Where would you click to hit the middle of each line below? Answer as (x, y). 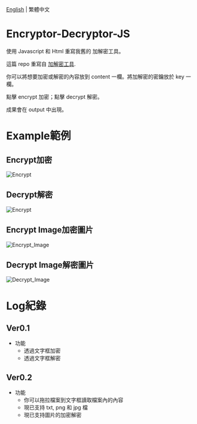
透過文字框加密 (42, 351)
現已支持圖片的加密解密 (53, 415)
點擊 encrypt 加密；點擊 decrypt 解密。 (54, 97)
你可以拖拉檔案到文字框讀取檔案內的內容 (73, 400)
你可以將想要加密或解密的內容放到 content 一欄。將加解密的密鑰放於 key (96, 77)
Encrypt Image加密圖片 (50, 230)
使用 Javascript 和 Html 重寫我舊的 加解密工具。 (65, 51)
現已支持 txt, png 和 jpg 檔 (56, 408)
